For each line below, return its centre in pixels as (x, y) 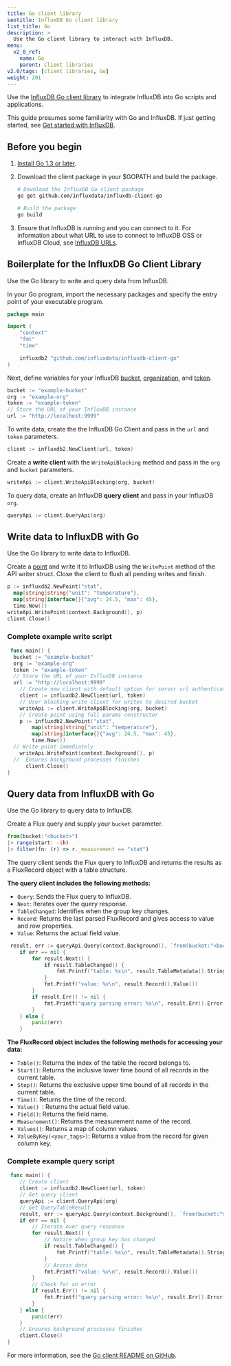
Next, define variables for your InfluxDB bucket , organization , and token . (109, 378)
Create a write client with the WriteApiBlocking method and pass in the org (114, 462)
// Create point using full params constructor (89, 715)
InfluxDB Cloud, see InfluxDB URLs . (67, 243)
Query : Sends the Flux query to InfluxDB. (74, 896)
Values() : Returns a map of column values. (78, 1129)
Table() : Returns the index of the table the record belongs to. (104, 1063)
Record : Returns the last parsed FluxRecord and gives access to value (115, 918)
